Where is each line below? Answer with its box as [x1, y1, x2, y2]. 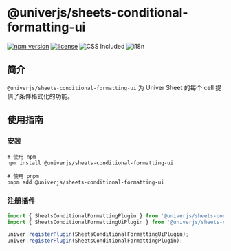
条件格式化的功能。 [19, 91, 74, 100]
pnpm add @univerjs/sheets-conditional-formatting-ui [7, 179, 165, 186]
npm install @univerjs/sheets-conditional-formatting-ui [7, 160, 174, 166]
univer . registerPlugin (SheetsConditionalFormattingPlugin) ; [7, 237, 184, 245]
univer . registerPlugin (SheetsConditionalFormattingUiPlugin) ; [7, 231, 189, 238]
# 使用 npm [7, 153, 36, 161]
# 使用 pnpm [7, 173, 39, 180]
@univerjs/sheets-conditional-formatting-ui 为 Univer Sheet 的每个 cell [7, 83, 214, 91]
